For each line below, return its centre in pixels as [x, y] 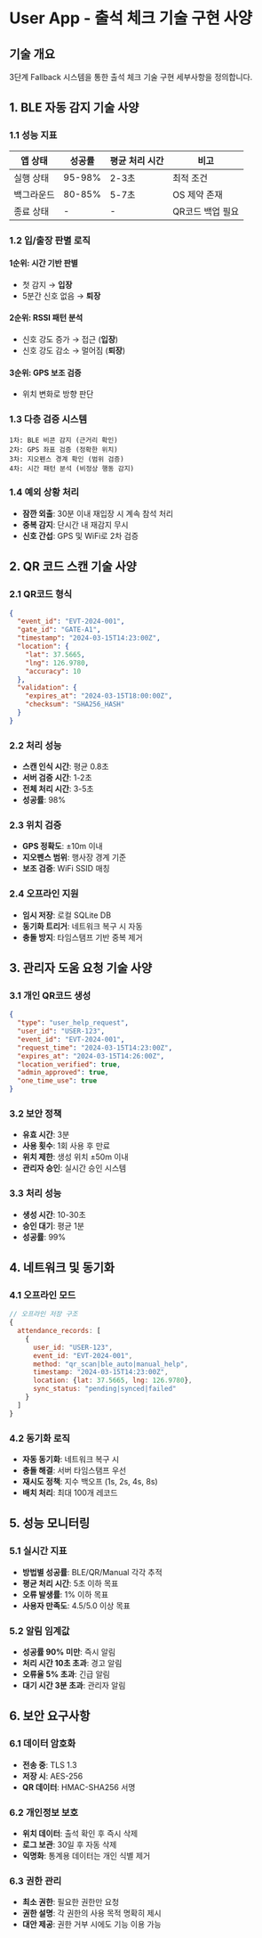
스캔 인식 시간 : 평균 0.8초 [65, 766]
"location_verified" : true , [69, 1064]
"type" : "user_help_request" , [73, 1023]
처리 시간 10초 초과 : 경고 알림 [72, 1664]
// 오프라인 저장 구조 [44, 1314]
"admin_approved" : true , [63, 1073]
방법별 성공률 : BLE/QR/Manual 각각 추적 [92, 1572]
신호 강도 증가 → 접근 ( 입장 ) [70, 339]
